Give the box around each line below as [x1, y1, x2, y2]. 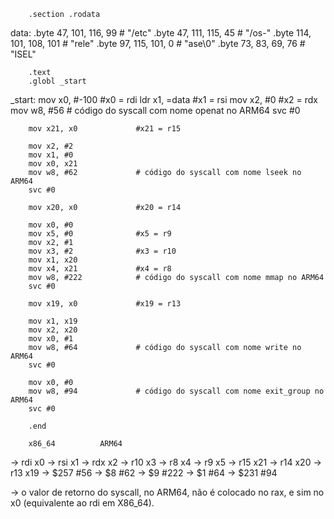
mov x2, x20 [28, 325, 78, 335]
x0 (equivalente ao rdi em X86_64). [10, 497, 155, 509]
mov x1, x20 [28, 255, 78, 265]
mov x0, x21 [28, 159, 78, 169]
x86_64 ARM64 [28, 439, 123, 449]
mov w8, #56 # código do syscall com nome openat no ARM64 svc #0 [10, 105, 301, 116]
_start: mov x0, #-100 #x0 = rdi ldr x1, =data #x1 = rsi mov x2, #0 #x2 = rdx [10, 94, 318, 105]
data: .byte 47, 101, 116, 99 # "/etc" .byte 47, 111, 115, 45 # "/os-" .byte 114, [10, 27, 312, 39]
